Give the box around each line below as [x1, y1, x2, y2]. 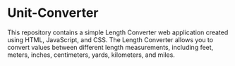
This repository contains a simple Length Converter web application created [7, 28, 229, 37]
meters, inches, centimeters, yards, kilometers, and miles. [7, 51, 175, 59]
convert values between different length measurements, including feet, [7, 43, 214, 51]
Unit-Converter [7, 5, 99, 21]
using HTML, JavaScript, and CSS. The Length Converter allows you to [7, 35, 214, 44]
